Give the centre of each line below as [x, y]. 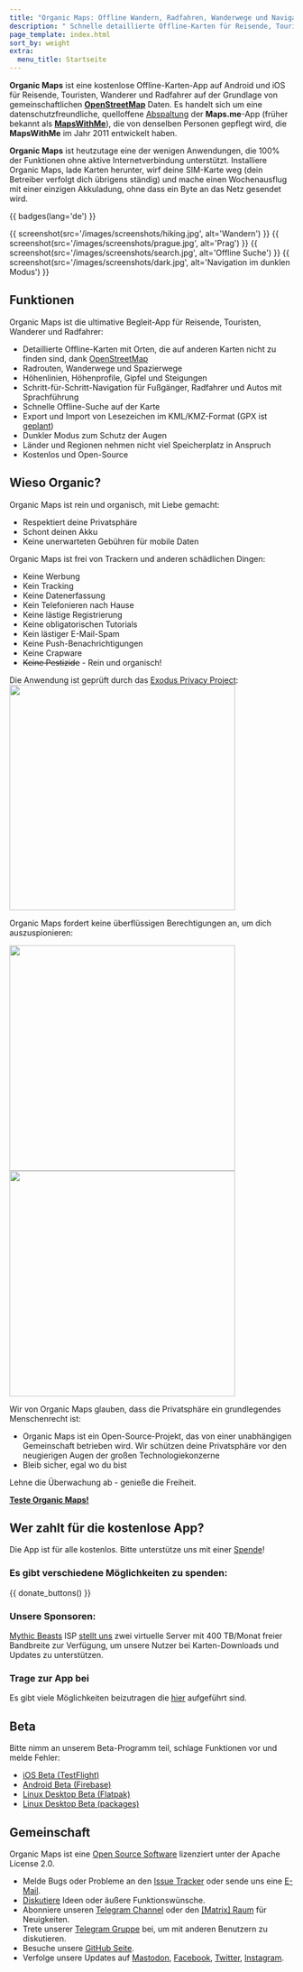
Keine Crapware [52, 653]
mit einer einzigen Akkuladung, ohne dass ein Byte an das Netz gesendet [145, 189]
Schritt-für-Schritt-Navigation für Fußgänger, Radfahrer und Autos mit [152, 387]
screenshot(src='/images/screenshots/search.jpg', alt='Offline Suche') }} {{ [150, 253]
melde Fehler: [35, 1758]
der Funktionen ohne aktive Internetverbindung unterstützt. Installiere [138, 160]
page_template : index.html [60, 34]
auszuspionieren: [41, 932]
